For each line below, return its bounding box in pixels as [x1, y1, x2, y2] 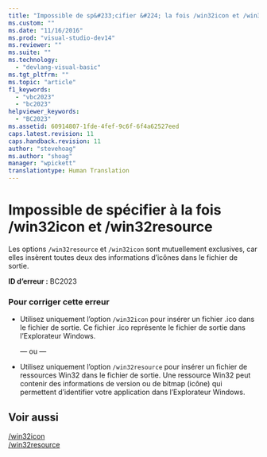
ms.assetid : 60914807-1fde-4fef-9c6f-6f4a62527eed [8, 122, 180, 130]
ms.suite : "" [8, 48, 52, 56]
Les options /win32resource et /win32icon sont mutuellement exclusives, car [8, 244, 258, 254]
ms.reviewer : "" [8, 41, 62, 49]
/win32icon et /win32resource [8, 218, 213, 236]
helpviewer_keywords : [8, 108, 80, 116]
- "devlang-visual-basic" [15, 64, 102, 72]
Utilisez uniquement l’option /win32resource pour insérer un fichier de [19, 362, 248, 372]
